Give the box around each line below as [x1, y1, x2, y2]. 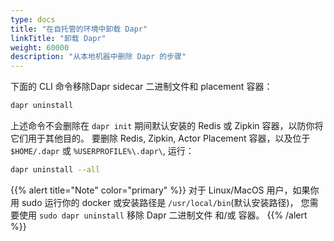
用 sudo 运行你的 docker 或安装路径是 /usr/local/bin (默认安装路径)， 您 [10, 196, 310, 208]
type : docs [10, 14, 56, 25]
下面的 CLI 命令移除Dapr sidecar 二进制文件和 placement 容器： [10, 81, 273, 93]
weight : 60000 [10, 42, 70, 53]
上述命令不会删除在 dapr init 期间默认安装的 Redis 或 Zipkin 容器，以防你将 [10, 120, 324, 131]
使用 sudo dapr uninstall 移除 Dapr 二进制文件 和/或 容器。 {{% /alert [18, 209, 308, 221]
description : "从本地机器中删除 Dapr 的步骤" [10, 52, 187, 62]
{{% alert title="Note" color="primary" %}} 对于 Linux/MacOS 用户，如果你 [10, 184, 320, 196]
